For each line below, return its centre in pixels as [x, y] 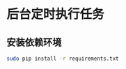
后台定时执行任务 [56, 14]
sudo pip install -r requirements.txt [63, 59]
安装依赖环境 [34, 42]
